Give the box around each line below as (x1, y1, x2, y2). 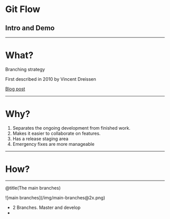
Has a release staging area (12, 135, 69, 142)
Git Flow (5, 4, 40, 15)
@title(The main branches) (5, 185, 61, 191)
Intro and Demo (5, 24, 55, 32)
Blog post (5, 86, 25, 92)
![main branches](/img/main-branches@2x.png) (5, 194, 105, 200)
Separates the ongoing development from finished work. (12, 125, 131, 131)
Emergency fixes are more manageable (12, 141, 95, 147)
